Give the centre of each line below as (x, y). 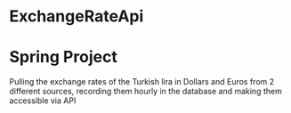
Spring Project (63, 57)
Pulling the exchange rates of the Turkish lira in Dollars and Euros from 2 (142, 82)
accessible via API (43, 101)
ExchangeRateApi (77, 16)
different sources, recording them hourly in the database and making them (145, 92)
